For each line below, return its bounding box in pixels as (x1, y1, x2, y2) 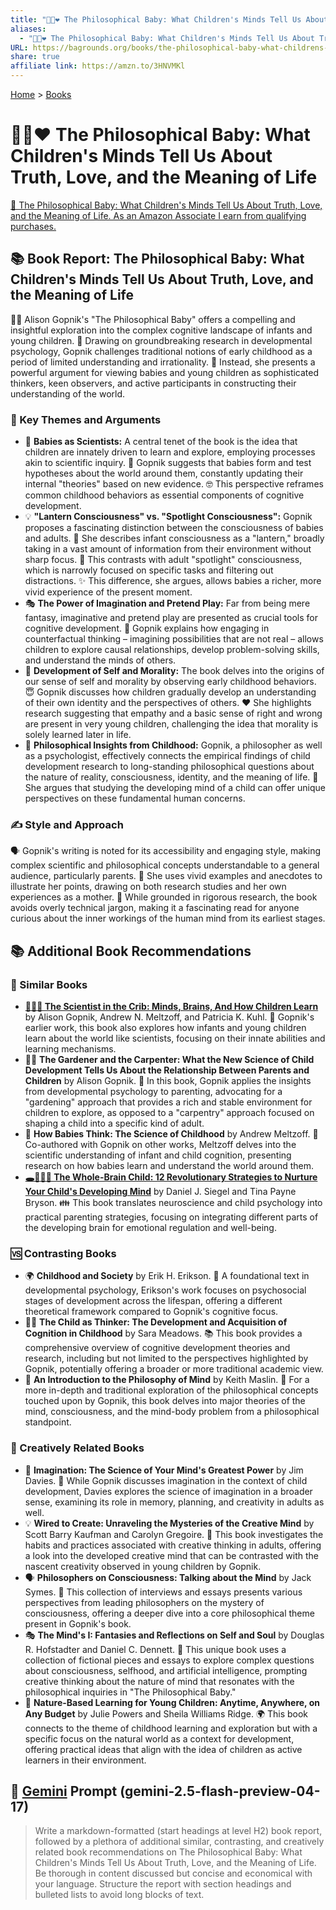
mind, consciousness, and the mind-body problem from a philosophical (24, 1406, 320, 1418)
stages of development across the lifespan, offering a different (24, 1295, 283, 1307)
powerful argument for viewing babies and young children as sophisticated (10, 366, 320, 378)
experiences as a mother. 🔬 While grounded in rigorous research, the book (10, 891, 318, 903)
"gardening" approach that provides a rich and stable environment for (24, 1096, 313, 1108)
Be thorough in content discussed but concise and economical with (34, 1867, 313, 1880)
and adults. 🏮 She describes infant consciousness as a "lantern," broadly (24, 532, 325, 545)
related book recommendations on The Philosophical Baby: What (34, 1846, 303, 1858)
